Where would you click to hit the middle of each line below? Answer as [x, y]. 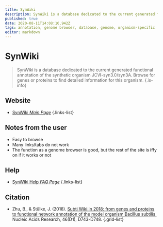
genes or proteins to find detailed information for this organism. [80, 80]
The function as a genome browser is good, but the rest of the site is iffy [84, 150]
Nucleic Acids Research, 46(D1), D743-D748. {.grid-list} [68, 219]
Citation [17, 197]
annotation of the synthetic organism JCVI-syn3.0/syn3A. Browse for [86, 75]
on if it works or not [32, 155]
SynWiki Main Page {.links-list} [43, 112]
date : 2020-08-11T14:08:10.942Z [38, 23]
